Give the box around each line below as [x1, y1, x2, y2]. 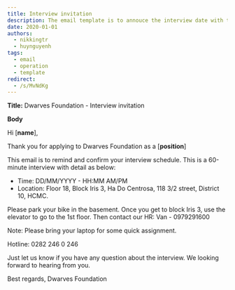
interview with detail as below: [28, 163, 116, 172]
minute [7, 163, 27, 172]
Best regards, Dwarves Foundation [7, 275, 107, 283]
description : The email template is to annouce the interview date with [7, 17, 224, 24]
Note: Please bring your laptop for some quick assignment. [7, 226, 177, 235]
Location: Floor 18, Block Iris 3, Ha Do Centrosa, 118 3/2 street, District [17, 184, 220, 193]
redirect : [7, 75, 36, 83]
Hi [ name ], [7, 128, 38, 137]
